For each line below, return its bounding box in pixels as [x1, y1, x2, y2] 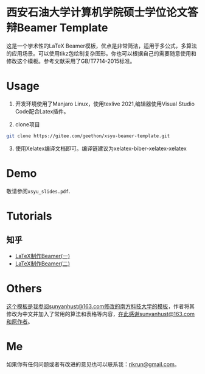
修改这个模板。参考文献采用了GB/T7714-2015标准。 [6, 57, 136, 65]
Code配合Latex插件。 [15, 107, 69, 115]
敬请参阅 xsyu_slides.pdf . [6, 187, 71, 195]
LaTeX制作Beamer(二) [15, 260, 71, 267]
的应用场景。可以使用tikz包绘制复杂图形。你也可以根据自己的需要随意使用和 [6, 49, 196, 57]
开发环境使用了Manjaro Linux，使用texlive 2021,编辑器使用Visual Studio [15, 100, 195, 107]
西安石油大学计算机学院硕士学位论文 [6, 5, 188, 20]
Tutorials [6, 209, 52, 223]
